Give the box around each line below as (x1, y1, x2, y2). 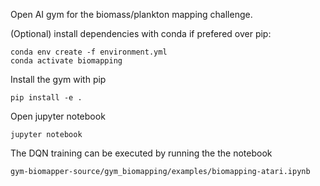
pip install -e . (10, 93, 83, 103)
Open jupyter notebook (10, 110, 106, 122)
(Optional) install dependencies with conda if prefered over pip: (10, 28, 272, 39)
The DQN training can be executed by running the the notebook (10, 147, 273, 159)
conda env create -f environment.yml (10, 47, 168, 57)
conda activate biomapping (10, 56, 123, 66)
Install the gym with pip (10, 74, 107, 85)
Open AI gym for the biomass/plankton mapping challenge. (10, 9, 253, 20)
